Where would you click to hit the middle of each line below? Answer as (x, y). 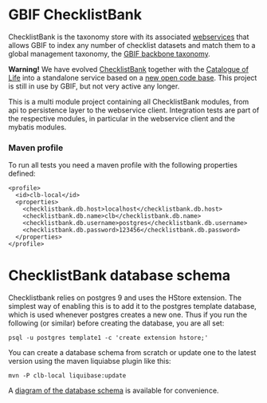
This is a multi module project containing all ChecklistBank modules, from (129, 101)
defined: (22, 174)
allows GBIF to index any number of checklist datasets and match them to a (132, 45)
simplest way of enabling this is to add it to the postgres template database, (132, 306)
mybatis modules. (37, 127)
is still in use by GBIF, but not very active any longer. (94, 86)
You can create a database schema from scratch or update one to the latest (132, 353)
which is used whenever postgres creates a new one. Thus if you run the (128, 315)
